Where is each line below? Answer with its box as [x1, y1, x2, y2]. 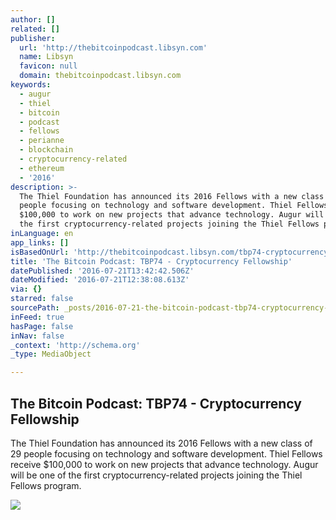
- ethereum [19, 163, 65, 173]
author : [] [10, 14, 56, 25]
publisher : [10, 33, 56, 43]
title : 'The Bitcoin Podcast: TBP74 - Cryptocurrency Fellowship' [10, 256, 293, 266]
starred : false [10, 294, 74, 304]
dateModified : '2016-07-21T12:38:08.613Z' [10, 275, 190, 285]
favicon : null [19, 61, 78, 71]
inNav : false [10, 331, 65, 341]
